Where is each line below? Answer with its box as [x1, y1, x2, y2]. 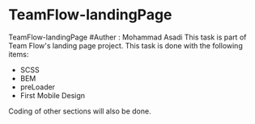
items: [8, 49, 29, 59]
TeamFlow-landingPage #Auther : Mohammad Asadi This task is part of [8, 32, 247, 42]
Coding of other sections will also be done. [8, 106, 151, 116]
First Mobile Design [19, 90, 86, 100]
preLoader [19, 82, 55, 92]
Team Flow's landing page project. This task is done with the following [8, 40, 243, 50]
